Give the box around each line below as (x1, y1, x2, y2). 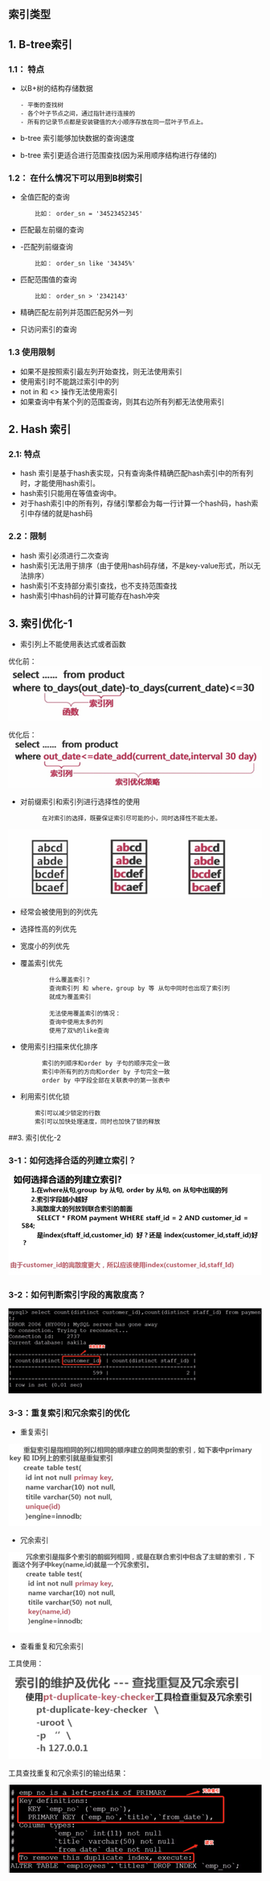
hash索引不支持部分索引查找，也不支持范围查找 (19, 580, 178, 590)
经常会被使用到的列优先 (19, 907, 98, 916)
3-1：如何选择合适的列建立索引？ (8, 1154, 137, 1165)
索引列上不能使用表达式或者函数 (19, 639, 126, 650)
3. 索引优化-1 (8, 617, 73, 630)
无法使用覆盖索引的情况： (49, 1009, 121, 1017)
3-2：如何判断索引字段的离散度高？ (8, 1289, 146, 1300)
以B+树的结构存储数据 (19, 84, 94, 93)
